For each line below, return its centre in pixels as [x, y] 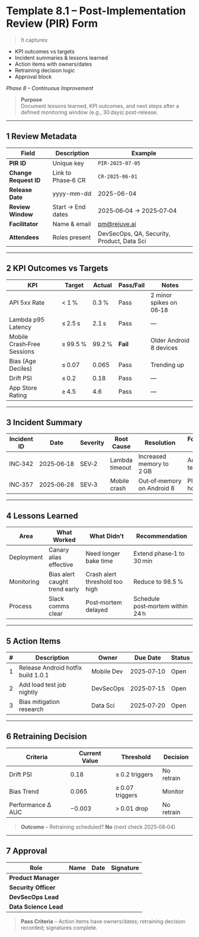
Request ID [25, 180]
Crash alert [101, 575]
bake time [99, 561]
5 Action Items [33, 641]
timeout [121, 468]
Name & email [72, 224]
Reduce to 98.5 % [158, 582]
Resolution [160, 443]
